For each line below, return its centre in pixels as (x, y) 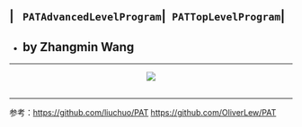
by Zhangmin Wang (78, 47)
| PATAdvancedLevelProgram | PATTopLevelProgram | (147, 17)
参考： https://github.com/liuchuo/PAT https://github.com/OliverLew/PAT (143, 113)
